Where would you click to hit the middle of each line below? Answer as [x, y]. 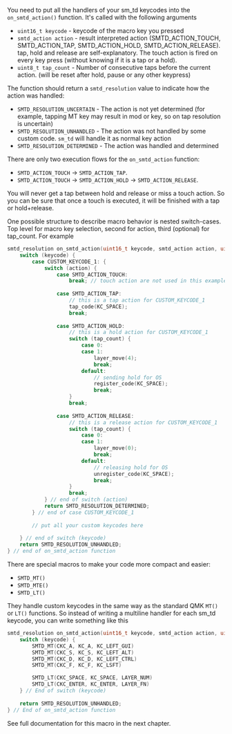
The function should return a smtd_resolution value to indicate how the [108, 88]
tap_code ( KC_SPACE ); [98, 306]
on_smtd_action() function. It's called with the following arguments [102, 17]
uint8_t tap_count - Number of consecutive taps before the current [114, 67]
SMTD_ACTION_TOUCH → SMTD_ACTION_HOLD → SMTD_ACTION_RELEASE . [108, 180]
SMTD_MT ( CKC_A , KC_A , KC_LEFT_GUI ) [83, 646]
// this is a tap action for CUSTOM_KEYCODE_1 [137, 300]
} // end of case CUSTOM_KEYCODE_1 [83, 512]
